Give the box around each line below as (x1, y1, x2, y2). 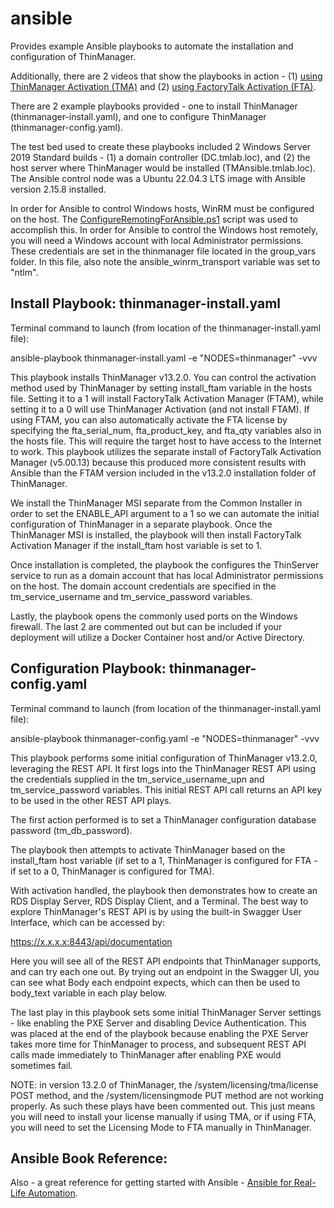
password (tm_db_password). (10, 824, 133, 836)
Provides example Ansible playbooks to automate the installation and (10, 40, 294, 52)
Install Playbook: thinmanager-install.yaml (10, 295, 282, 312)
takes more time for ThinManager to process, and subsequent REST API (10, 1038, 307, 1050)
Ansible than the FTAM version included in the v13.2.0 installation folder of (10, 467, 317, 479)
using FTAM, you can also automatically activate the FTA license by (10, 413, 288, 426)
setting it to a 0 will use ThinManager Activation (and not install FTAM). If (10, 403, 310, 415)
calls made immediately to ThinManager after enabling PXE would (10, 1048, 282, 1061)
